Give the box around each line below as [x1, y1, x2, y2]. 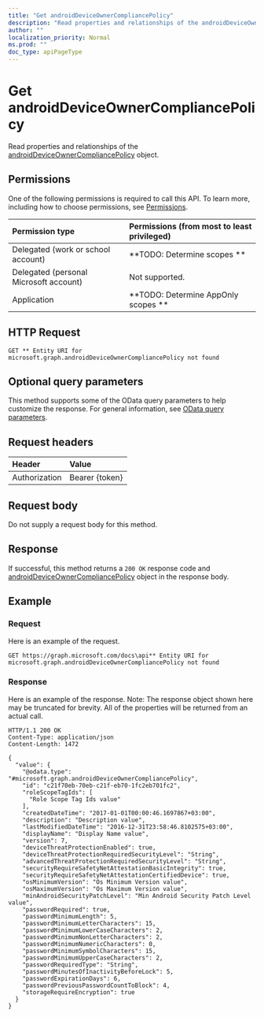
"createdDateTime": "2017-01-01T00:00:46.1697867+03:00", [22, 809, 216, 817]
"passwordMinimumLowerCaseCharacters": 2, [22, 926, 163, 934]
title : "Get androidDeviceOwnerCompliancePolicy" [8, 11, 174, 20]
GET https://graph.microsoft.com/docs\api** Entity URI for [8, 651, 210, 659]
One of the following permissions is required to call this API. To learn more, [8, 194, 251, 203]
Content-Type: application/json [8, 733, 114, 741]
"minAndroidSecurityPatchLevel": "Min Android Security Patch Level [22, 892, 251, 900]
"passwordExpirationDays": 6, [22, 974, 122, 982]
